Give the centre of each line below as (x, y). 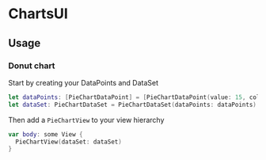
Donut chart (32, 66)
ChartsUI (38, 14)
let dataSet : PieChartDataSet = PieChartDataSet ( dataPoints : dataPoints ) (133, 105)
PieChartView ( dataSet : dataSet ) (69, 142)
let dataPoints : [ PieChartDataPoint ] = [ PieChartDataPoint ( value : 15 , (127, 97)
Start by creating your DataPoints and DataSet (84, 82)
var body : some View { (46, 134)
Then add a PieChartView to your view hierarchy (86, 120)
